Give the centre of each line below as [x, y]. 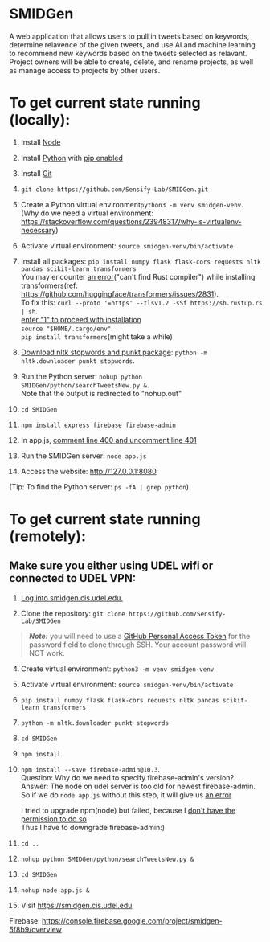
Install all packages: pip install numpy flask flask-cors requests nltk [141, 261]
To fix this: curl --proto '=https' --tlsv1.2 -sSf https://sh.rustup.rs [141, 302]
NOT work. [47, 653]
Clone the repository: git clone [73, 613]
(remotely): [48, 537]
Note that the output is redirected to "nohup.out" [101, 393]
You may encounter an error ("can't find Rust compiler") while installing [138, 276]
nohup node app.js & [55, 890]
